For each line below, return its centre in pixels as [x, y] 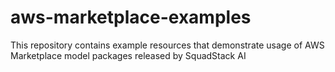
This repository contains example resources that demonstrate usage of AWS [167, 45]
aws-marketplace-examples [131, 17]
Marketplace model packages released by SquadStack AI [128, 55]
